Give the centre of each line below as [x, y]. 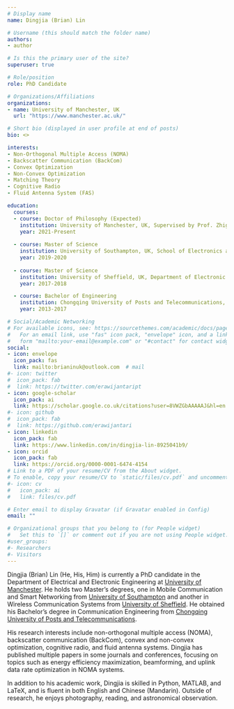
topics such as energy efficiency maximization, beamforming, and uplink [111, 662]
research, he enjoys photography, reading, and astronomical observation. [112, 698]
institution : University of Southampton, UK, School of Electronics [121, 251]
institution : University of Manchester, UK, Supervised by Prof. [117, 225]
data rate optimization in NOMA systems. [66, 669]
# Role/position [31, 77]
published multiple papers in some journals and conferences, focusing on [112, 655]
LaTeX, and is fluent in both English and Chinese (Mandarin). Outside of [110, 690]
